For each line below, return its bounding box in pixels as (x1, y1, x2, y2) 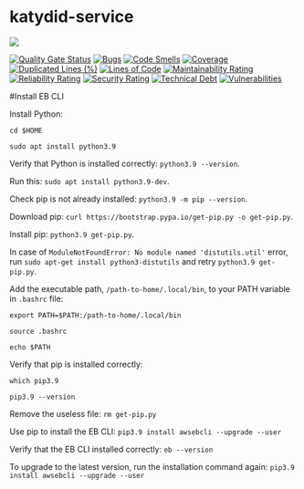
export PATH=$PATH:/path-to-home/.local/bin (9, 310, 182, 320)
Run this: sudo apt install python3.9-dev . (9, 175, 170, 186)
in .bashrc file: (9, 293, 64, 304)
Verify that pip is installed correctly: (9, 359, 143, 369)
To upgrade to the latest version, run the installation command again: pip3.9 (9, 461, 295, 472)
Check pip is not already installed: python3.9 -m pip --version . (9, 193, 248, 204)
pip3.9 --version (9, 392, 76, 401)
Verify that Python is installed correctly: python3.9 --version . (9, 158, 240, 169)
